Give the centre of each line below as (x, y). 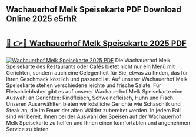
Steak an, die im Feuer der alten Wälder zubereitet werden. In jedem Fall (93, 110)
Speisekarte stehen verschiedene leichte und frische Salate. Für (84, 85)
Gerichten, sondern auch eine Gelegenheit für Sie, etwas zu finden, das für (97, 73)
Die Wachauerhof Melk (143, 60)
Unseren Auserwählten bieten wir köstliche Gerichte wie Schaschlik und (93, 104)
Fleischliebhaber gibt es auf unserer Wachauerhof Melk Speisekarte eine (94, 91)
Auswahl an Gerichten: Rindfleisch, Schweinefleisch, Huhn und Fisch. (90, 98)
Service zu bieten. (28, 129)
